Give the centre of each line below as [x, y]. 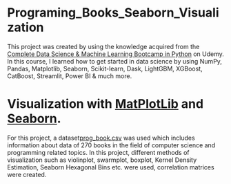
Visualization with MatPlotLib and [106, 104]
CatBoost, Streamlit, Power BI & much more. [70, 76]
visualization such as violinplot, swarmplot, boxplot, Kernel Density [102, 160]
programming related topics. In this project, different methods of [98, 152]
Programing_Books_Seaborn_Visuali [113, 13]
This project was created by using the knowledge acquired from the [103, 46]
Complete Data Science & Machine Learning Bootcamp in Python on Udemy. [115, 54]
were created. [27, 174]
